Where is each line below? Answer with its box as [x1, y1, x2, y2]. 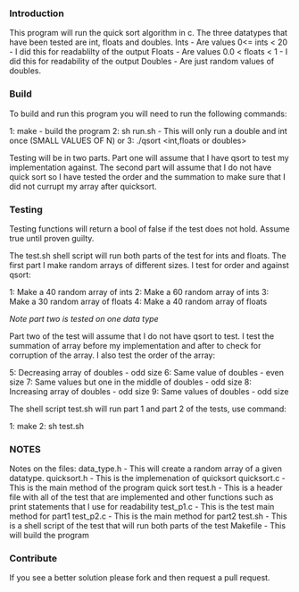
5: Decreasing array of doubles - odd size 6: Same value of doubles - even [9, 367, 284, 377]
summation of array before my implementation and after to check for [9, 340, 262, 351]
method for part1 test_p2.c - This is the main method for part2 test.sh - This [9, 511, 287, 521]
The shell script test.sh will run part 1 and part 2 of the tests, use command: [9, 403, 287, 414]
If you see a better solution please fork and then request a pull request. [9, 572, 270, 583]
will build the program [9, 530, 89, 541]
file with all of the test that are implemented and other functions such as [9, 492, 274, 503]
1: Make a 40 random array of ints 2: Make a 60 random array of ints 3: [9, 286, 270, 297]
